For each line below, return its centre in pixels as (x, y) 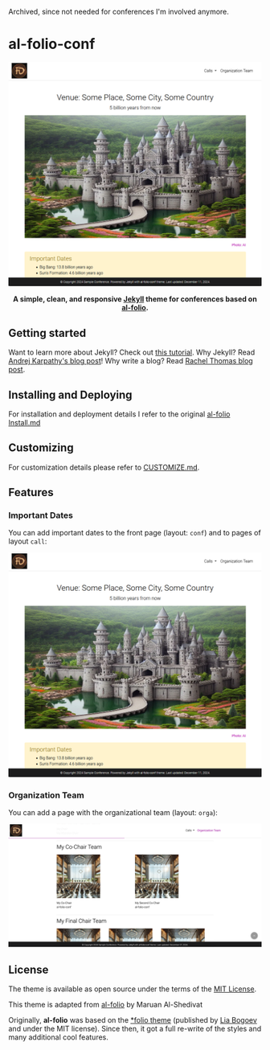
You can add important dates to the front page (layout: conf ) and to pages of (135, 533)
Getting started (47, 333)
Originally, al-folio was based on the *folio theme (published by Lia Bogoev (133, 1020)
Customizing (41, 448)
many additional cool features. (58, 1037)
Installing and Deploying (70, 394)
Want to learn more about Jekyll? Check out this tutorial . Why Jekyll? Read (132, 352)
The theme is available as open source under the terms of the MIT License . (133, 989)
